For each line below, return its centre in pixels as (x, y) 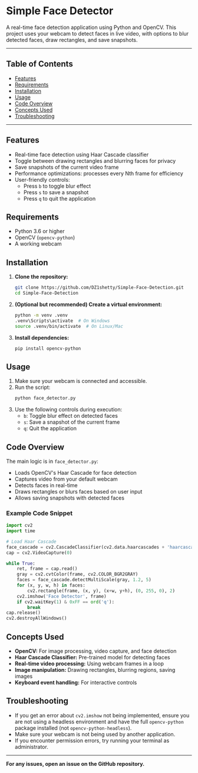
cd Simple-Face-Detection (46, 293)
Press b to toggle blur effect (57, 186)
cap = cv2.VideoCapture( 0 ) (39, 553)
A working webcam (38, 244)
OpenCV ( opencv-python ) (45, 237)
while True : (21, 563)
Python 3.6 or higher (39, 231)
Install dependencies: (42, 337)
